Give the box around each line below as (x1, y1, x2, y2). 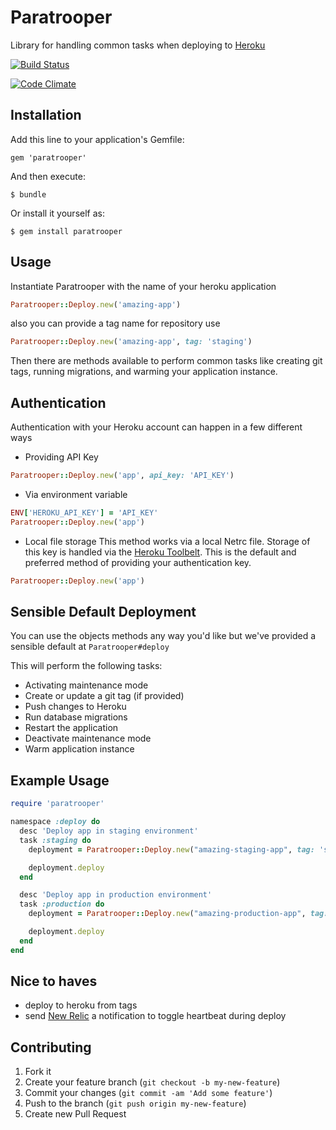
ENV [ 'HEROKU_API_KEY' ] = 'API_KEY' (10, 508, 159, 518)
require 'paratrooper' (10, 799, 105, 809)
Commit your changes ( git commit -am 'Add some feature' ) (24, 1087, 273, 1099)
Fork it (24, 1066, 52, 1078)
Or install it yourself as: (10, 207, 105, 219)
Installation (10, 107, 82, 124)
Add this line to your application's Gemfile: (10, 133, 185, 145)
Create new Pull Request (24, 1108, 127, 1120)
